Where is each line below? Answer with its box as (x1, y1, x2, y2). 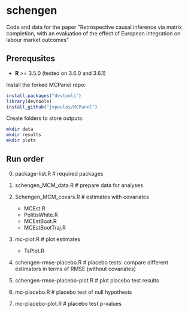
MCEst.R (23, 204, 46, 212)
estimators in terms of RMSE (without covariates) (14, 265, 137, 272)
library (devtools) (6, 98, 52, 104)
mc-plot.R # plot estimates (14, 235, 81, 243)
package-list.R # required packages (14, 170, 104, 177)
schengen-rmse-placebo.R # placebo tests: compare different (14, 258, 169, 266)
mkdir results (6, 132, 42, 138)
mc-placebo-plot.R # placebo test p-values (14, 300, 122, 307)
